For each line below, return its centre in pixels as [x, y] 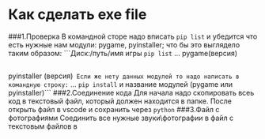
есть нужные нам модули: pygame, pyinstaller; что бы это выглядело [124, 44]
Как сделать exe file [78, 15]
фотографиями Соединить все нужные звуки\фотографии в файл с [121, 118]
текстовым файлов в [43, 126]
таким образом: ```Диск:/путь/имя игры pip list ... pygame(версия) [123, 53]
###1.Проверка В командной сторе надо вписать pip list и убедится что [133, 36]
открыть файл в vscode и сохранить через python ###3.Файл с [114, 110]
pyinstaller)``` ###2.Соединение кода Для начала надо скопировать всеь [131, 93]
